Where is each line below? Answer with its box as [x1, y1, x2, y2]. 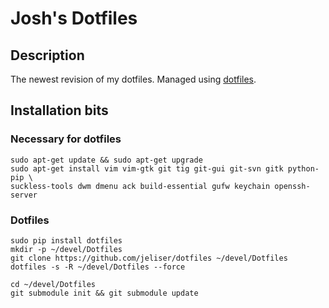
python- [287, 163, 320, 174]
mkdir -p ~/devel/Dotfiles [10, 244, 123, 254]
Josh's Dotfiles [10, 7, 138, 30]
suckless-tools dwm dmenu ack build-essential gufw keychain [10, 181, 271, 191]
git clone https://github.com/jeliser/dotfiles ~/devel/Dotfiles [10, 253, 288, 263]
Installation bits [10, 102, 109, 119]
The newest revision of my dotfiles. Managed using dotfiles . [10, 73, 257, 85]
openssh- [274, 181, 311, 191]
